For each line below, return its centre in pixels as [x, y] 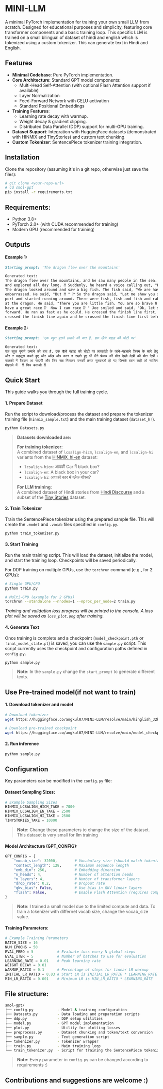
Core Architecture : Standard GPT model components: [66, 80]
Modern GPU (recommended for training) [53, 229]
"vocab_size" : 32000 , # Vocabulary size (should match [78, 861]
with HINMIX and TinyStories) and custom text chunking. [69, 137]
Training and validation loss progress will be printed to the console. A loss [79, 611]
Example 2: [16, 328]
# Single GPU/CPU [23, 584]
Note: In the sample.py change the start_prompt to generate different [86, 672]
